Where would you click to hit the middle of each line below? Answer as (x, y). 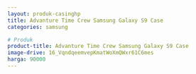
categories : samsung (38, 27)
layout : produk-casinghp (44, 14)
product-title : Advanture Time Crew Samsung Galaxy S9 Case (98, 47)
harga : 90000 (27, 60)
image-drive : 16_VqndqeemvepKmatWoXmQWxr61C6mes (81, 53)
